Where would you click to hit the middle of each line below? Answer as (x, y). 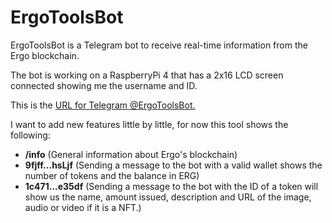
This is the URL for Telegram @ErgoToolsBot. (103, 105)
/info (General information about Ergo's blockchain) (131, 154)
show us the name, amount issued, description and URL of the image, (168, 197)
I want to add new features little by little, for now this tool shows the (149, 124)
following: (30, 135)
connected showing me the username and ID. (104, 85)
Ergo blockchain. (45, 55)
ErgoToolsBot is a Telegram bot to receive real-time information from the (159, 45)
